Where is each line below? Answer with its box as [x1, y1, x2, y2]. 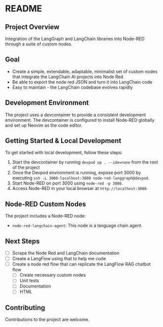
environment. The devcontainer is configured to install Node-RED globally [5, 117, 155, 123]
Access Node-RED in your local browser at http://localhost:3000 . [12, 186, 148, 191]
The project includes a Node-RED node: [5, 213, 86, 219]
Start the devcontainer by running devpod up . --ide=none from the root [12, 159, 159, 165]
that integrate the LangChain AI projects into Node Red [12, 74, 124, 80]
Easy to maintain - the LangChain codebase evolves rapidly [12, 84, 133, 90]
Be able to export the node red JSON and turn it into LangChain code [12, 79, 153, 85]
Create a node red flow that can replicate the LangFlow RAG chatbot [12, 261, 151, 267]
